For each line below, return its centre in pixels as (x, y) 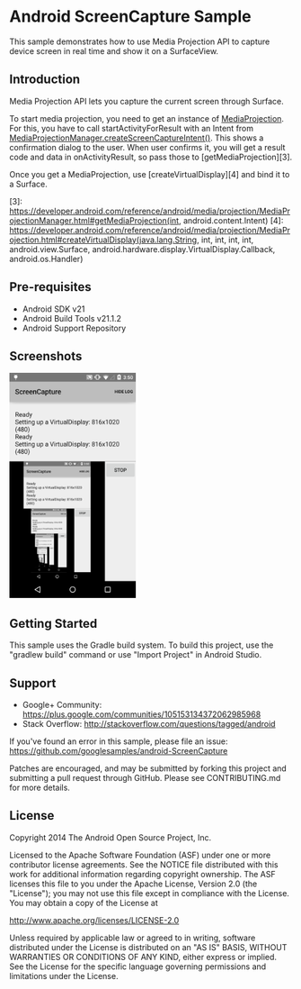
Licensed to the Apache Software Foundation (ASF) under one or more (140, 855)
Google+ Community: (62, 705)
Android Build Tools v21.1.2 (72, 318)
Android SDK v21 (53, 309)
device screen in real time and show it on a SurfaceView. (114, 50)
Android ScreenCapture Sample (130, 17)
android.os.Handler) (46, 259)
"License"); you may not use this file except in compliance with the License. (150, 893)
